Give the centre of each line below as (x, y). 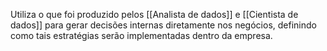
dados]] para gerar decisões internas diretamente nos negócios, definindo (163, 25)
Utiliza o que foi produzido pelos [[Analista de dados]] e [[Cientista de (154, 14)
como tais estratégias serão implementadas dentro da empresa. (141, 35)
